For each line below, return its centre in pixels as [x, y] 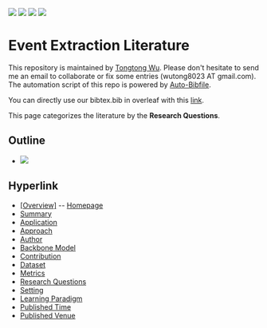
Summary [35, 213]
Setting [31, 290]
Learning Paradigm [51, 298]
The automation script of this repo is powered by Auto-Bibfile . [110, 85]
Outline [27, 141]
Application [39, 222]
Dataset [33, 264]
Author [31, 239]
